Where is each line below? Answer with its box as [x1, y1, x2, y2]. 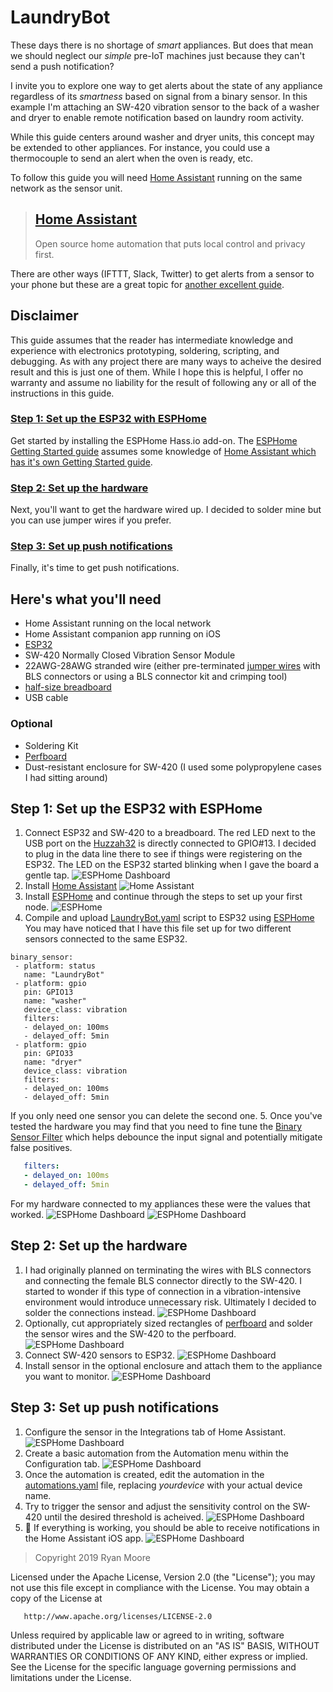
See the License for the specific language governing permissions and [10, 1661, 297, 1673]
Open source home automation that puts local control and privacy [34, 237, 306, 250]
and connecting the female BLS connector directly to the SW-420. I [24, 1274, 302, 1286]
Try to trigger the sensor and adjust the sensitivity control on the [24, 1500, 291, 1512]
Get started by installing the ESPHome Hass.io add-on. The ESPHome [10, 434, 298, 446]
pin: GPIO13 [23, 987, 74, 998]
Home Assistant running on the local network [24, 617, 212, 630]
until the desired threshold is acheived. [44, 1511, 204, 1523]
